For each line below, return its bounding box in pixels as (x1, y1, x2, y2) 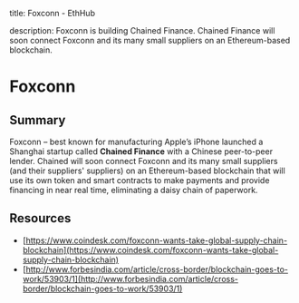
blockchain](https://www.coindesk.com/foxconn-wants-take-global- (22, 244, 279, 255)
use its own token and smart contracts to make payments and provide (9, 175, 270, 185)
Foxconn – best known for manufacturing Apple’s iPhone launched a (9, 136, 264, 147)
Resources (9, 210, 72, 226)
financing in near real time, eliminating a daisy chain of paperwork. (9, 185, 258, 195)
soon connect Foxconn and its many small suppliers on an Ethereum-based (9, 35, 291, 45)
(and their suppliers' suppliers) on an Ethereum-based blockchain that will (9, 165, 285, 176)
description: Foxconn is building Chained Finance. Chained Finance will (9, 25, 275, 35)
